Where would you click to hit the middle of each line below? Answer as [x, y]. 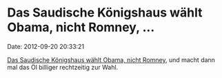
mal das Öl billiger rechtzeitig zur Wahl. [63, 67]
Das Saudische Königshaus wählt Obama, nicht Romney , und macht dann [111, 59]
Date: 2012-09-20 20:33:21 [46, 46]
